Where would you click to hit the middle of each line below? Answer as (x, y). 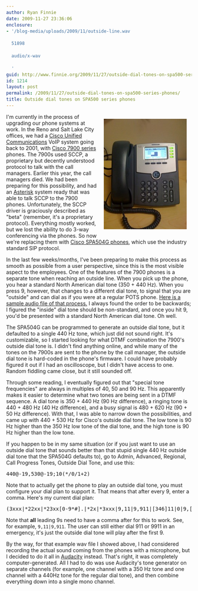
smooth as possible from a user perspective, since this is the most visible (95, 265)
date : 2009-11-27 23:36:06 (39, 19)
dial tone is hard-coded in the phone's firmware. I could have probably (92, 358)
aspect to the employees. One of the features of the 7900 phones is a (91, 272)
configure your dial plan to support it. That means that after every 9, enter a (98, 491)
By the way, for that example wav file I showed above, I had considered (93, 544)
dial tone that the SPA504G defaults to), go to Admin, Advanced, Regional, (96, 456)
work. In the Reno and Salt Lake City (50, 129)
